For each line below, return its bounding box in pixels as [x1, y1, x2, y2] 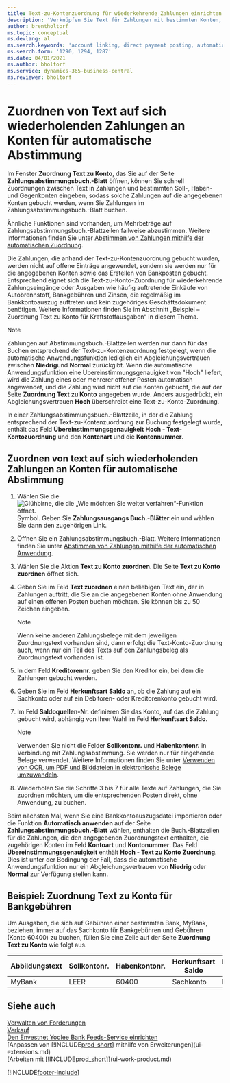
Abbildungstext [10, 961, 63, 971]
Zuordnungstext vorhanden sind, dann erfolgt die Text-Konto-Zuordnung [16, 639, 222, 647]
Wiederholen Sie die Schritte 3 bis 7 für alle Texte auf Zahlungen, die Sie [16, 784, 222, 792]
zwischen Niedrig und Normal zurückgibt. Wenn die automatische [7, 361, 193, 369]
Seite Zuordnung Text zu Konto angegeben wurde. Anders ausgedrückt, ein [7, 390, 223, 398]
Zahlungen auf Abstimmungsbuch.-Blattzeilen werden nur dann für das [7, 339, 208, 348]
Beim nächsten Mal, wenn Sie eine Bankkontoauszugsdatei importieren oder [7, 812, 222, 820]
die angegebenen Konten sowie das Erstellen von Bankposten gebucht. [7, 269, 209, 278]
